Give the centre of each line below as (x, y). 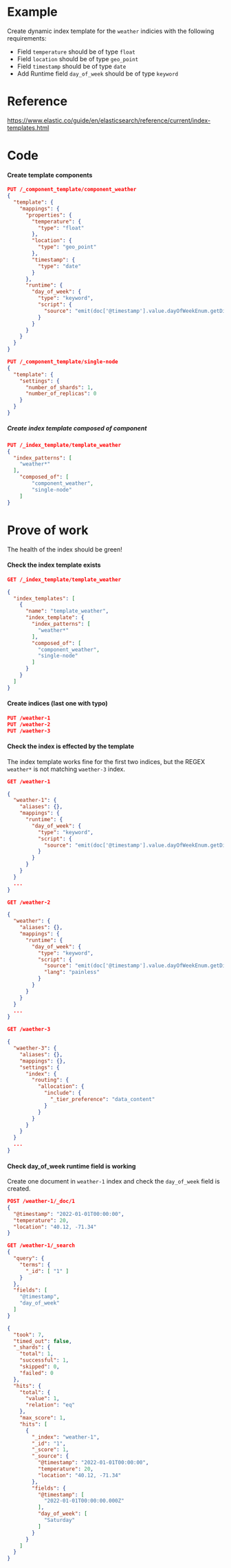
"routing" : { (51, 1080)
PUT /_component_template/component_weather (72, 190)
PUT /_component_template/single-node (63, 362)
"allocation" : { (61, 1087)
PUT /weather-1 (29, 718)
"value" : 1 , (42, 1399)
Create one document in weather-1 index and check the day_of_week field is (113, 1182)
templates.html (28, 127)
